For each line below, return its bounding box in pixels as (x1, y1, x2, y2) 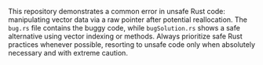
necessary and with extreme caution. (8, 49, 128, 57)
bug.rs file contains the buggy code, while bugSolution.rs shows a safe (8, 23, 241, 32)
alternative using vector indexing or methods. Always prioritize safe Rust (8, 31, 243, 41)
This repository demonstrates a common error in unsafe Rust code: (8, 7, 226, 16)
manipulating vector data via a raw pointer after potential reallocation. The (8, 15, 247, 24)
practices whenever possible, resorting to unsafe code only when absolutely (8, 40, 256, 49)
